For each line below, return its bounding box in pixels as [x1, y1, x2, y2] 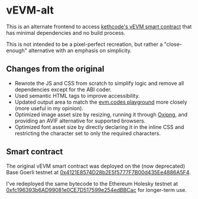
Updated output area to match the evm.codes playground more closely [14, 98, 187, 105]
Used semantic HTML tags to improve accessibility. [14, 92, 140, 99]
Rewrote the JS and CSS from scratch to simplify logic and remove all [14, 79, 184, 87]
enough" [6, 47, 28, 54]
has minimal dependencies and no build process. [6, 29, 126, 36]
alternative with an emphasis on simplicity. [28, 47, 132, 54]
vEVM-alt [6, 4, 54, 17]
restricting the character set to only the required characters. [14, 130, 161, 137]
